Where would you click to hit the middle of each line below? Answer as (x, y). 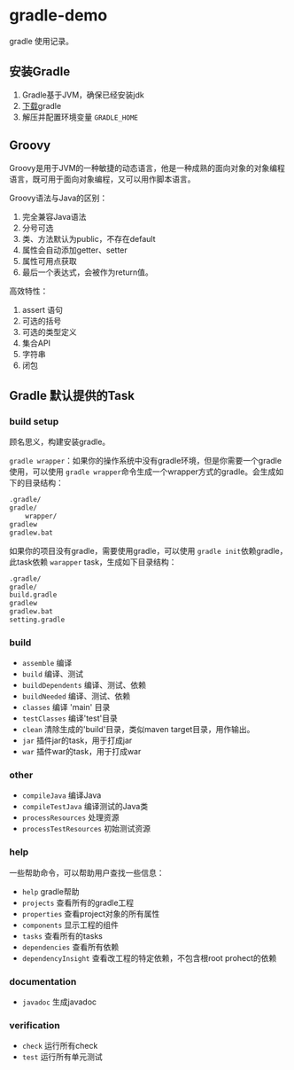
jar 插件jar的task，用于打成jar (77, 740)
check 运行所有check (60, 1046)
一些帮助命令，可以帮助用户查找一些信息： (87, 872)
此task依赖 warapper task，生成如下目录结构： (93, 562)
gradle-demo (58, 16)
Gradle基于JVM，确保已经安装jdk (83, 95)
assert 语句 (43, 309)
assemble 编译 (47, 663)
